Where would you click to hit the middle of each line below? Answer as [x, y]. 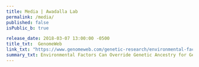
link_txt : [18, 50]
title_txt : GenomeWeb [34, 44]
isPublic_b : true [28, 28]
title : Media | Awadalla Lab [42, 11]
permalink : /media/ [30, 17]
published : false [28, 22]
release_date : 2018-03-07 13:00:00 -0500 [58, 39]
